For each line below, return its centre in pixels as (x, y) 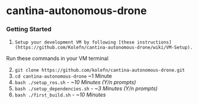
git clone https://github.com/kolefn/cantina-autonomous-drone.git (100, 71)
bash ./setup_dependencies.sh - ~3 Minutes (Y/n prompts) (86, 89)
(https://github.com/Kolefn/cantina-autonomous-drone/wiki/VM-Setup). (104, 48)
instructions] (154, 42)
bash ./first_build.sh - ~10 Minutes (60, 95)
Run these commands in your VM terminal (57, 58)
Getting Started (29, 29)
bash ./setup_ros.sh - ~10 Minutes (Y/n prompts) (75, 82)
